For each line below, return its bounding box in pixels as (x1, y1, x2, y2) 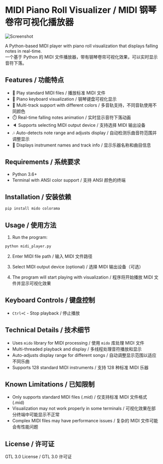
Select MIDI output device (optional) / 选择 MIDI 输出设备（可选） (12, 263, 143, 269)
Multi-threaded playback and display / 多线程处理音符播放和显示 (12, 346, 142, 352)
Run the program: (12, 234, 48, 240)
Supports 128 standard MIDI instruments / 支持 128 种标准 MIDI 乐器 (12, 364, 149, 370)
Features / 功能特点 (5, 76, 64, 84)
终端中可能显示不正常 (16, 411, 60, 418)
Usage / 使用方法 (5, 221, 57, 229)
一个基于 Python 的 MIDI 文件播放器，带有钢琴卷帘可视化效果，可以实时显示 (5, 54, 158, 59)
